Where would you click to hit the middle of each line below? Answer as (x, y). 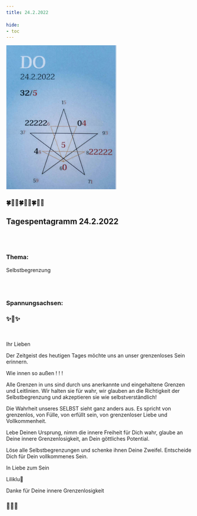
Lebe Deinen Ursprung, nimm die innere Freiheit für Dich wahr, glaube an (95, 432)
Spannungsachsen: (35, 303)
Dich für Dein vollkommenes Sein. (47, 456)
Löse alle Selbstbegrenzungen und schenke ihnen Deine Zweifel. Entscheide (99, 450)
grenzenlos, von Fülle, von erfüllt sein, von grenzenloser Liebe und (87, 415)
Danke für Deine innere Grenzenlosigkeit (55, 491)
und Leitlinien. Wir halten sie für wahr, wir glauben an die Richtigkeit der (93, 391)
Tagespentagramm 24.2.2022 (62, 222)
